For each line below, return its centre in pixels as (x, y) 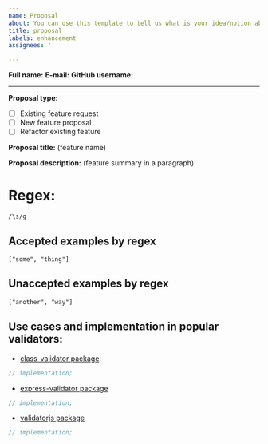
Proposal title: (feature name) (57, 148)
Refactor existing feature (60, 132)
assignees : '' (32, 46)
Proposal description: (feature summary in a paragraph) (101, 163)
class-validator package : (61, 358)
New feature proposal (55, 123)
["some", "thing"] (39, 260)
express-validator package (64, 388)
